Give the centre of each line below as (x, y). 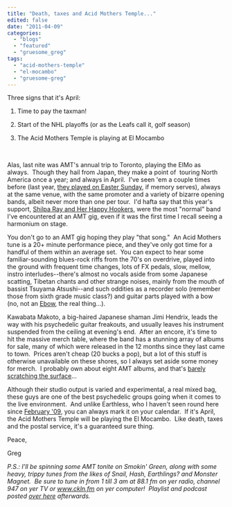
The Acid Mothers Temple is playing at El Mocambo (91, 138)
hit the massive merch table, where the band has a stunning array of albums (116, 339)
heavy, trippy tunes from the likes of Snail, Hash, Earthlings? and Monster (113, 474)
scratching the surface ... (42, 376)
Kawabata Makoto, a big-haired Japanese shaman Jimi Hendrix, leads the (113, 317)
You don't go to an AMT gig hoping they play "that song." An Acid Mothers (114, 237)
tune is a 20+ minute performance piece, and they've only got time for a (110, 245)
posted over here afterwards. (49, 496)
